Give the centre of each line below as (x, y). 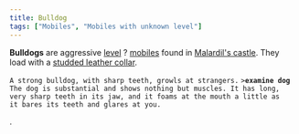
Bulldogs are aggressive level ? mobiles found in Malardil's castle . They (144, 52)
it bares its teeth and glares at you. (85, 104)
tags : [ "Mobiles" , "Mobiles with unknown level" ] (106, 26)
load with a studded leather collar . (74, 62)
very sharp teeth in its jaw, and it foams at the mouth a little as (145, 97)
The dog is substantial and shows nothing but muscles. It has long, (145, 88)
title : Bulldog (38, 18)
